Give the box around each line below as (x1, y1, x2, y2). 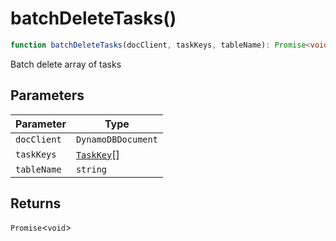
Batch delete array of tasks (10, 58, 122, 70)
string (75, 163, 108, 175)
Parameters (10, 87, 85, 104)
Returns (10, 195, 62, 212)
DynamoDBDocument (75, 133, 158, 145)
